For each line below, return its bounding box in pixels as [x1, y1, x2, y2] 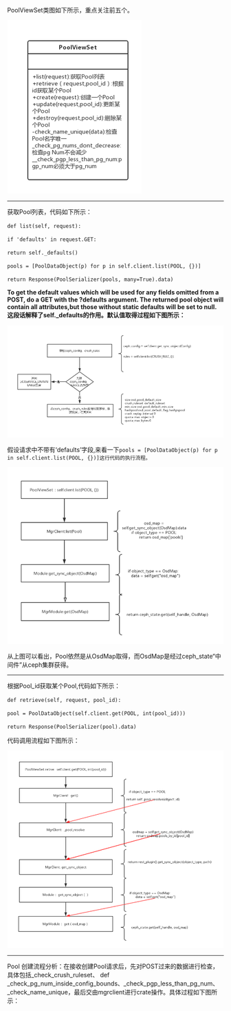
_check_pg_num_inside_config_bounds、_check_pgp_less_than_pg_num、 [7, 979, 219, 988]
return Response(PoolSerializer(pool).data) [7, 723, 137, 731]
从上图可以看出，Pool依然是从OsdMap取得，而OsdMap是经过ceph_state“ [7, 652, 215, 661]
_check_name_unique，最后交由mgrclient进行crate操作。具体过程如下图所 [7, 988, 218, 997]
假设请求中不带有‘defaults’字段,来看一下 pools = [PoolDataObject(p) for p [7, 446, 218, 454]
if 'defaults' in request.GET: [7, 236, 97, 243]
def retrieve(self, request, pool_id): [7, 697, 122, 704]
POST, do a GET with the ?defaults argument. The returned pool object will [7, 295, 224, 304]
